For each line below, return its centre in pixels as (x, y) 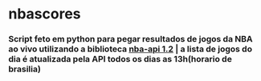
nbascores (45, 14)
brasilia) (25, 69)
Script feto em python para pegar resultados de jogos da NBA (130, 39)
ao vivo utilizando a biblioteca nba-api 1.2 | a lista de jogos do (130, 49)
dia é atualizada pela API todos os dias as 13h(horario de (120, 59)
